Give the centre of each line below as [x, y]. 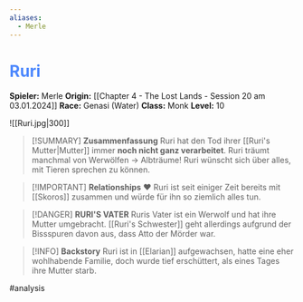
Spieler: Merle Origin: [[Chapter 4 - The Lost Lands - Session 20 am [137, 96]
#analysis [27, 288]
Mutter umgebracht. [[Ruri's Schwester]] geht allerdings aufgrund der [161, 224]
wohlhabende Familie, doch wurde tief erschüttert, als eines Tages [156, 261]
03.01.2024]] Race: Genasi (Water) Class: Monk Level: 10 [117, 106]
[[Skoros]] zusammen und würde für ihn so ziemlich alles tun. [146, 197]
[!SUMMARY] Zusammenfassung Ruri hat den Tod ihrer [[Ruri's [151, 141]
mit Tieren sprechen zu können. [91, 170]
